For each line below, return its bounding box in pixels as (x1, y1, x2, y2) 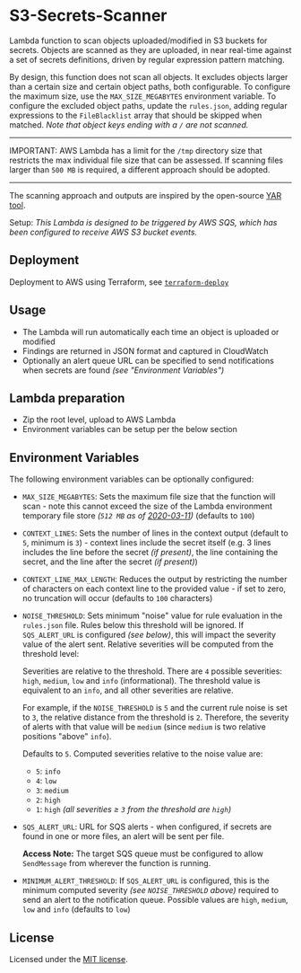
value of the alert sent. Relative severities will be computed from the (21, 639, 274, 650)
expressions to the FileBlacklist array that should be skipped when (9, 110, 262, 120)
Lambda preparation (9, 390, 125, 405)
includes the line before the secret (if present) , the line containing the (21, 547, 279, 558)
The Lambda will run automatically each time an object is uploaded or (21, 326, 279, 337)
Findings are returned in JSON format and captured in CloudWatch (21, 345, 269, 356)
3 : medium (35, 785, 69, 796)
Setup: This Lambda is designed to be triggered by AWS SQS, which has (9, 217, 278, 227)
